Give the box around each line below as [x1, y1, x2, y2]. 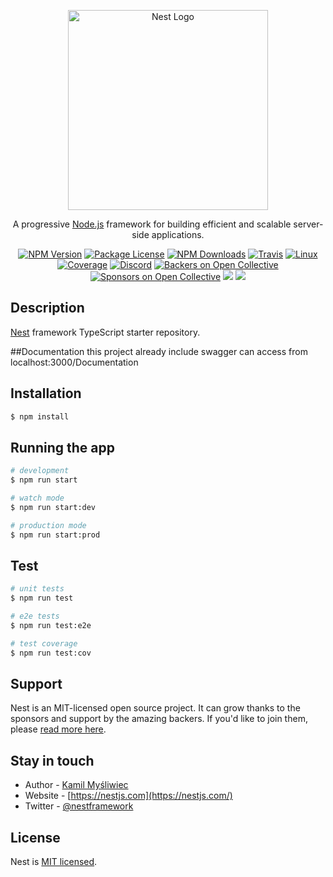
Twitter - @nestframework [24, 800, 134, 812]
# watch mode [10, 493, 65, 504]
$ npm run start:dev [10, 502, 97, 512]
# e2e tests [10, 611, 60, 622]
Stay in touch [10, 752, 95, 769]
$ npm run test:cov [10, 648, 92, 658]
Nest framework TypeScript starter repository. [10, 326, 201, 338]
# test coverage [10, 638, 78, 649]
